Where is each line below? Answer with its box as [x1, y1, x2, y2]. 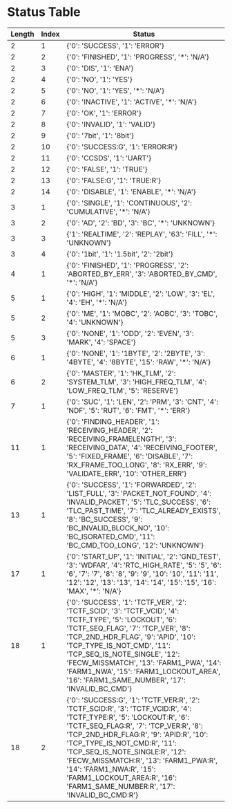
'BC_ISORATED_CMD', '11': [66, 532, 155, 541]
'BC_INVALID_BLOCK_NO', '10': [66, 523, 170, 532]
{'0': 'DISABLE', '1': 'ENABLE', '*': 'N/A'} [66, 187, 197, 196]
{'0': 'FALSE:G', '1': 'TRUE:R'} [66, 176, 161, 185]
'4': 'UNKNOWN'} [66, 317, 124, 327]
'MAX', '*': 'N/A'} [66, 586, 122, 595]
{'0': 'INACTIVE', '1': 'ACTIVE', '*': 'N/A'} [66, 97, 197, 106]
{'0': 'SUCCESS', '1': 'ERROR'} [66, 41, 164, 50]
